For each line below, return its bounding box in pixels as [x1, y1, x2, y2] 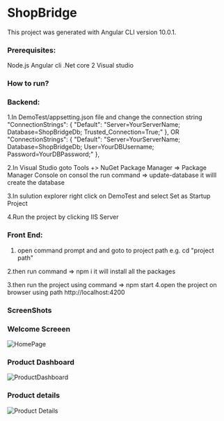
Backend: [7, 98, 40, 107]
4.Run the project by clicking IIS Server [7, 213, 119, 221]
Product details [7, 390, 61, 400]
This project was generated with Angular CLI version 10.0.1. [7, 28, 177, 36]
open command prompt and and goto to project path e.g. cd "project [17, 246, 214, 254]
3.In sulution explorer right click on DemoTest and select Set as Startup [7, 192, 211, 200]
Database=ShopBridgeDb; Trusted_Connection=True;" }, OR [7, 128, 179, 137]
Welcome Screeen [7, 324, 71, 334]
